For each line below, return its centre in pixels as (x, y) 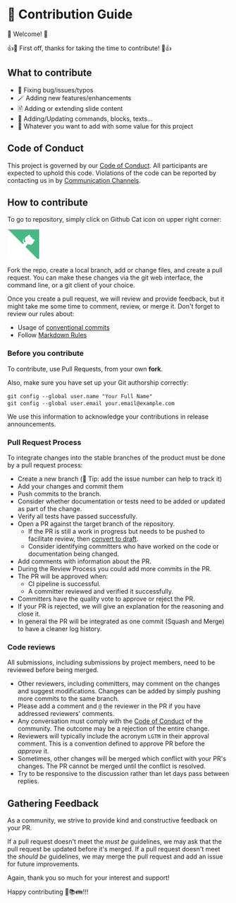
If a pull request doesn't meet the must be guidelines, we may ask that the (114, 842)
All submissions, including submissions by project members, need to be (111, 662)
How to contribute (48, 202)
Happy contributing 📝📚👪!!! (48, 892)
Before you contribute (46, 354)
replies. (28, 781)
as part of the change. (50, 508)
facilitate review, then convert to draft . (83, 539)
